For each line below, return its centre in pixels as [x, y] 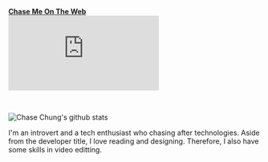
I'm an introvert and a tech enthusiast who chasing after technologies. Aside [134, 132]
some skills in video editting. [55, 150]
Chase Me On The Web [47, 12]
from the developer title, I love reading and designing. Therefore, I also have [134, 141]
